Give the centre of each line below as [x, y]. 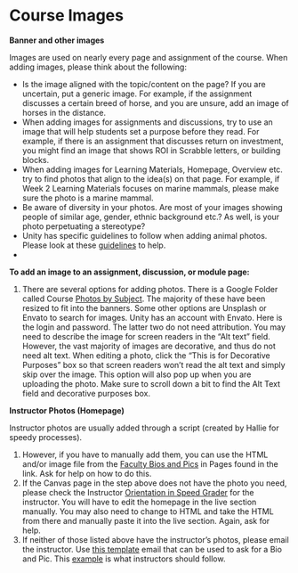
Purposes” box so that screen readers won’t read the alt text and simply [154, 364]
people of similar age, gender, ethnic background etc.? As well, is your [151, 217]
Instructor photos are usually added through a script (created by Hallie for [144, 428]
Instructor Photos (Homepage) [67, 410]
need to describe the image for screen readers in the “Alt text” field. [146, 336]
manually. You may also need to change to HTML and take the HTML [148, 511]
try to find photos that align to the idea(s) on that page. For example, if [151, 178]
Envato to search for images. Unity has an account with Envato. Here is [152, 317]
